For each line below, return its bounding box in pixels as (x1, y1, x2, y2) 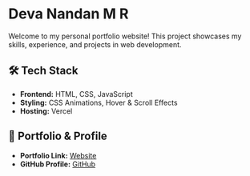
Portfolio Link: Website (19, 150, 97, 160)
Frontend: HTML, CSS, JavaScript (19, 89, 134, 98)
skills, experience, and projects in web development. (8, 39, 182, 49)
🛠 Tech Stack (8, 64, 79, 78)
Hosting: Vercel (19, 106, 73, 116)
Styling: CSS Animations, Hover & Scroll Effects (19, 98, 178, 107)
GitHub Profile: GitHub (19, 159, 96, 169)
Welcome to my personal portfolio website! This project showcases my (8, 31, 242, 41)
